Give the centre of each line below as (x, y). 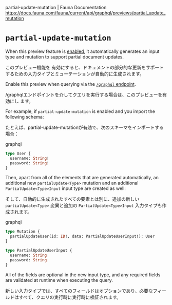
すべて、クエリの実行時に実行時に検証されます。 (70, 297)
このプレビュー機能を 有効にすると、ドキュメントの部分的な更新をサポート (85, 67)
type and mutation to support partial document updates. (65, 56)
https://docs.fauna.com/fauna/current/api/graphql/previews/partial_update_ (85, 13)
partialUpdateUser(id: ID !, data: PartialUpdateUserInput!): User (82, 236)
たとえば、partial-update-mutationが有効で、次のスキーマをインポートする (85, 127)
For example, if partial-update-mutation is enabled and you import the (80, 111)
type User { (18, 154)
